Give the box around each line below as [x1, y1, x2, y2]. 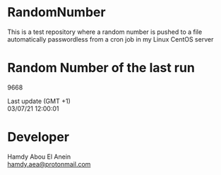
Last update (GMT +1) [7, 97, 71, 105]
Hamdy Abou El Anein [7, 152, 71, 161]
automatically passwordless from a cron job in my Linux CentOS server [7, 35, 214, 43]
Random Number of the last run [7, 60, 196, 76]
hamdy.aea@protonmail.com [7, 159, 91, 168]
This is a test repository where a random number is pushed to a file [7, 28, 203, 36]
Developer [7, 129, 69, 145]
